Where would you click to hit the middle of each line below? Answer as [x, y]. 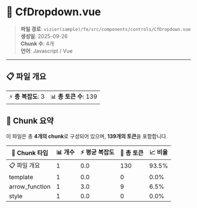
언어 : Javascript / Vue [47, 51]
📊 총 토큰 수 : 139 [74, 96]
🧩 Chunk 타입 [30, 153]
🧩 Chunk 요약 [30, 121]
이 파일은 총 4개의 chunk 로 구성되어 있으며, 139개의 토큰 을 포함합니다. [87, 136]
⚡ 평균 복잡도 [97, 152]
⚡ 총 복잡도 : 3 [27, 96]
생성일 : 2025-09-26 [44, 36]
